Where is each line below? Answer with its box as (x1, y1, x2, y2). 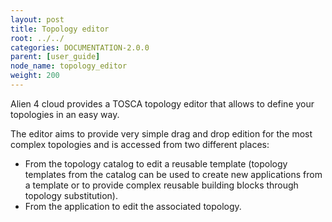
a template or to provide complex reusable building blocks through (24, 179, 299, 191)
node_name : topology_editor (10, 61, 128, 71)
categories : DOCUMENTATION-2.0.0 (10, 42, 150, 53)
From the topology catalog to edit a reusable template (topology (24, 157, 288, 170)
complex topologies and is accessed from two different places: (10, 138, 270, 150)
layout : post (10, 14, 65, 25)
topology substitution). (24, 189, 119, 201)
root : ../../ (10, 33, 65, 43)
